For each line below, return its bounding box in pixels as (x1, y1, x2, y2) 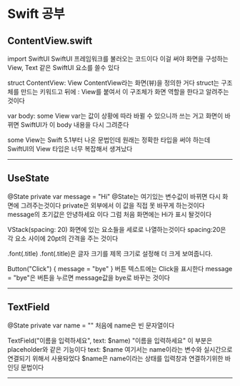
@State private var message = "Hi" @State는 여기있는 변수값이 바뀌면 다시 (7, 192, 221, 200)
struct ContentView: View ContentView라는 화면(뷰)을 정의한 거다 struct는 (7, 78, 220, 87)
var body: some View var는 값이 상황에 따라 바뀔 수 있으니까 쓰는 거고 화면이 (7, 111, 224, 120)
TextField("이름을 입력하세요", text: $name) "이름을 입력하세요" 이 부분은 (7, 336, 213, 345)
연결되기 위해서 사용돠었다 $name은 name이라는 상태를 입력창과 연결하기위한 (7, 354, 224, 362)
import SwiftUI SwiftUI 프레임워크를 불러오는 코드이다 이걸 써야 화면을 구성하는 (7, 54, 229, 63)
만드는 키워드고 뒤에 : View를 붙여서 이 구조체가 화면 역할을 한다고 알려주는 (20, 88, 229, 96)
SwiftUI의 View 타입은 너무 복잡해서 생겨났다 (7, 145, 133, 153)
